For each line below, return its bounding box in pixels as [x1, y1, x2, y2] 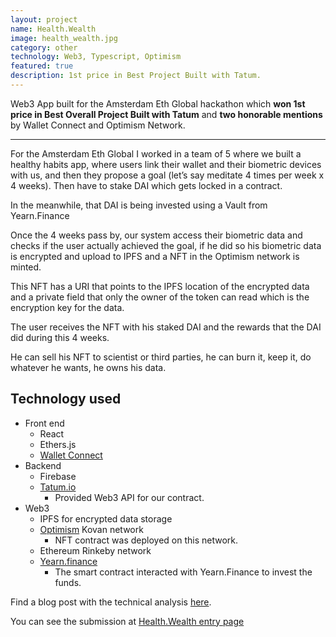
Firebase [39, 470, 77, 482]
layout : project [10, 14, 78, 25]
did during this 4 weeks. [10, 331, 110, 343]
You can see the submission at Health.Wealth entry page [10, 615, 245, 627]
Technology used [10, 391, 122, 408]
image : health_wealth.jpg [10, 33, 118, 43]
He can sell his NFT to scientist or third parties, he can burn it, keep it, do [10, 351, 312, 363]
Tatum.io [39, 481, 77, 493]
